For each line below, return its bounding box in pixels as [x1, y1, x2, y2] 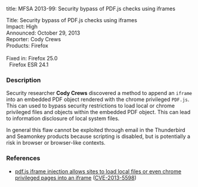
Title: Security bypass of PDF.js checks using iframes [6, 17, 137, 23]
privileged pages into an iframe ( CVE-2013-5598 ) [14, 174, 137, 181]
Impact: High [6, 23, 38, 30]
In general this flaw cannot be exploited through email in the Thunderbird [6, 127, 186, 134]
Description [6, 76, 41, 84]
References [6, 154, 41, 163]
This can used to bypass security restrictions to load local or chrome [6, 102, 175, 109]
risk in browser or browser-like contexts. [6, 139, 106, 146]
